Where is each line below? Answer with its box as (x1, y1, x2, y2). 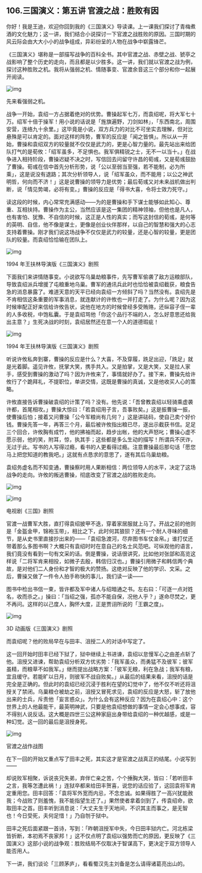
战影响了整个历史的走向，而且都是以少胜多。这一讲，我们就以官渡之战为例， (6, 58, 196, 65)
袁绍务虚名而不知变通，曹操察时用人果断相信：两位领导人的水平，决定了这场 (6, 464, 196, 471)
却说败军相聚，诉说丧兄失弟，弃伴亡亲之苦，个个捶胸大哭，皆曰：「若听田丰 (6, 774, 194, 782)
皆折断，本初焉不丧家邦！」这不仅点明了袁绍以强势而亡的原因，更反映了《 (6, 832, 191, 839)
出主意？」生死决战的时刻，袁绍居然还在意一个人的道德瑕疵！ (6, 318, 159, 325)
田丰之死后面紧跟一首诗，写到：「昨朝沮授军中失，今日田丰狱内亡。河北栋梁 (6, 824, 194, 832)
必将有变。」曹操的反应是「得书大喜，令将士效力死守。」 (53, 185, 191, 192)
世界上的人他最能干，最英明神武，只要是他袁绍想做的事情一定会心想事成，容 (6, 703, 196, 710)
